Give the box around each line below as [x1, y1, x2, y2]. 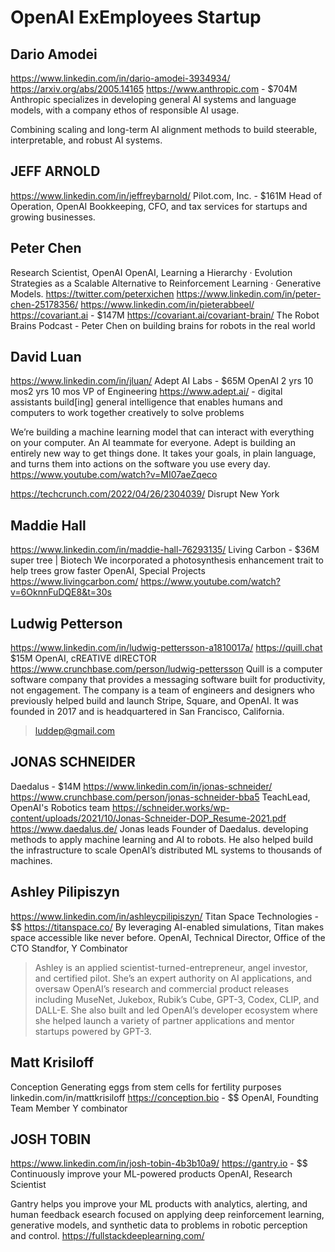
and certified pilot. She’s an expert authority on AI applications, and [34, 972, 313, 984]
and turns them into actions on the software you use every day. [10, 458, 271, 470]
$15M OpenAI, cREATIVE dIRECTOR [10, 652, 157, 665]
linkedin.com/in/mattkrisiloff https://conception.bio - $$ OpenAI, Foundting [10, 1091, 319, 1103]
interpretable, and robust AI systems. [10, 134, 163, 146]
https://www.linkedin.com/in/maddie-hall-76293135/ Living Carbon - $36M [10, 544, 320, 556]
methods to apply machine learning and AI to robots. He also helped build [10, 833, 314, 845]
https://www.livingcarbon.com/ [10, 576, 139, 588]
